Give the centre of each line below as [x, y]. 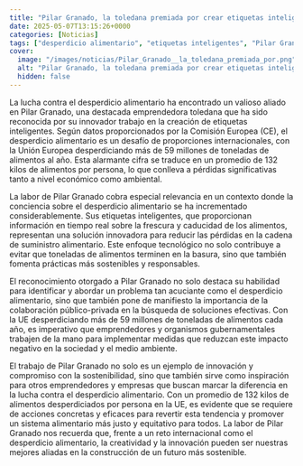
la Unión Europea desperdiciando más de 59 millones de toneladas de [139, 150]
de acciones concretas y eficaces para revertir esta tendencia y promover [147, 414]
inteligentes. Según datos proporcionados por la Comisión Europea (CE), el [149, 131]
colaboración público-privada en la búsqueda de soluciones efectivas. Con [149, 310]
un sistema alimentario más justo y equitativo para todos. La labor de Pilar [147, 423]
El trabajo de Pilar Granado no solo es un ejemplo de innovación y [132, 366]
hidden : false [44, 77]
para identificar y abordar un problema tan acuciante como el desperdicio [146, 291]
